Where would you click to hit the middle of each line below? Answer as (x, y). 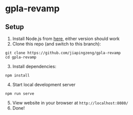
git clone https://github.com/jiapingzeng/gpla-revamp (63, 53)
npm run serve (20, 94)
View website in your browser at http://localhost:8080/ (70, 103)
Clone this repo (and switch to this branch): (57, 44)
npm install (17, 76)
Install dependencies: (34, 66)
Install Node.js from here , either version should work (66, 38)
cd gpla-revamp (21, 57)
